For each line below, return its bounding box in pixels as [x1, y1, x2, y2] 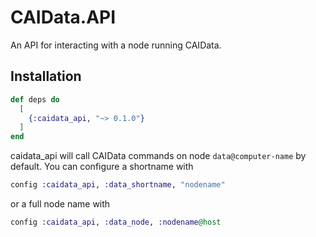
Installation [10, 68, 82, 85]
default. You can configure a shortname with [10, 161, 194, 173]
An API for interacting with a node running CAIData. [10, 39, 222, 51]
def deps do [10, 94, 60, 105]
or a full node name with [10, 198, 111, 210]
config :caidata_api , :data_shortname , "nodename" [10, 180, 226, 190]
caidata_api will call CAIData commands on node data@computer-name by [10, 150, 307, 162]
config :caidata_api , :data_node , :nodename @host [10, 217, 222, 227]
